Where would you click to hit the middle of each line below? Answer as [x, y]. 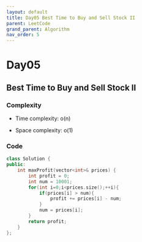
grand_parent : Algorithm [38, 29]
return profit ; [48, 221]
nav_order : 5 [23, 35]
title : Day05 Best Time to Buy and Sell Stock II [71, 18]
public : [16, 165]
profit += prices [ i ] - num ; [86, 199]
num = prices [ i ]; [61, 210]
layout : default [27, 12]
